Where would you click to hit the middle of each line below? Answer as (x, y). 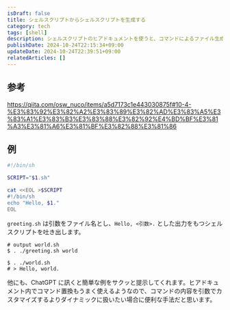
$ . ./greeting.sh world (42, 250)
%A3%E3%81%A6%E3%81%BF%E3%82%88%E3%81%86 (92, 126)
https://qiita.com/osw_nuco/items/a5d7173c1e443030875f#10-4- (99, 104)
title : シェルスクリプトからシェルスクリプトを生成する (76, 20)
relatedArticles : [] (37, 58)
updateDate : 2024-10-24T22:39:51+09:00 (64, 52)
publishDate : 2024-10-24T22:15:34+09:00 (66, 45)
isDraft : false (29, 13)
